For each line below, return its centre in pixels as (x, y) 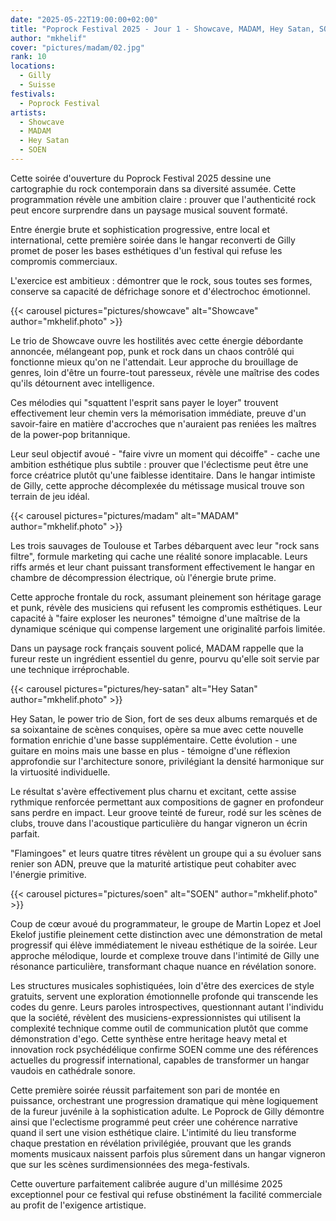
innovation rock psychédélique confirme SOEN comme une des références (164, 1049)
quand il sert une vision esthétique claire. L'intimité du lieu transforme (153, 1132)
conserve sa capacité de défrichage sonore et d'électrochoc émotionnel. (160, 291)
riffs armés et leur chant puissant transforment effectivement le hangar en (162, 567)
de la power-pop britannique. (70, 434)
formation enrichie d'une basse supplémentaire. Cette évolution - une (154, 740)
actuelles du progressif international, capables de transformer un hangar (160, 1060)
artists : (28, 112)
